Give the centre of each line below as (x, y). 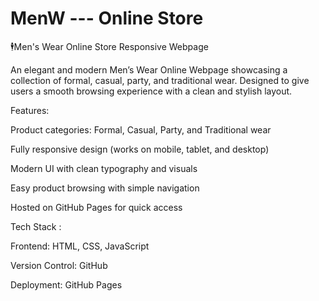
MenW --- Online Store (107, 18)
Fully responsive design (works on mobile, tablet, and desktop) (140, 149)
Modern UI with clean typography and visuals (104, 168)
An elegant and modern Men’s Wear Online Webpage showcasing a (149, 69)
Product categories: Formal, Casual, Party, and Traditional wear (141, 129)
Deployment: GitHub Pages (66, 284)
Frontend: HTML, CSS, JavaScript (80, 246)
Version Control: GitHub (59, 265)
